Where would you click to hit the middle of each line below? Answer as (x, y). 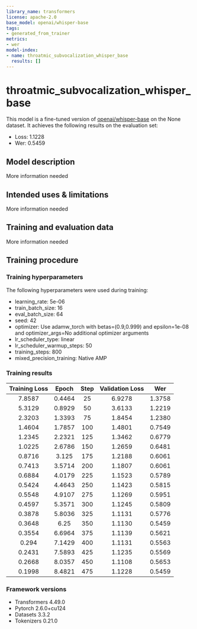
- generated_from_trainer (38, 34)
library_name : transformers (41, 12)
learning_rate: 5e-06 (40, 301)
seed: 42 (25, 320)
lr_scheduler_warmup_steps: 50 (54, 345)
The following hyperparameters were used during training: (77, 290)
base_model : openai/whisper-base (47, 22)
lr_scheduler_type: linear (45, 339)
